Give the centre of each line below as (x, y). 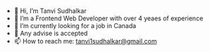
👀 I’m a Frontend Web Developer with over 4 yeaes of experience (109, 18)
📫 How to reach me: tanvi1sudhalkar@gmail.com (85, 41)
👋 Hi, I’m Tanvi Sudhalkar (50, 11)
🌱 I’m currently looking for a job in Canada (75, 26)
